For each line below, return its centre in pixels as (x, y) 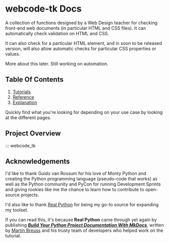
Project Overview (33, 133)
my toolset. (17, 210)
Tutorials (22, 92)
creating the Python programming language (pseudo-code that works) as (81, 179)
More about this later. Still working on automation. (57, 64)
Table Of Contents (35, 79)
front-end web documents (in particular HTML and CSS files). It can (76, 28)
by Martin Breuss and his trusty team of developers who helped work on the (84, 230)
